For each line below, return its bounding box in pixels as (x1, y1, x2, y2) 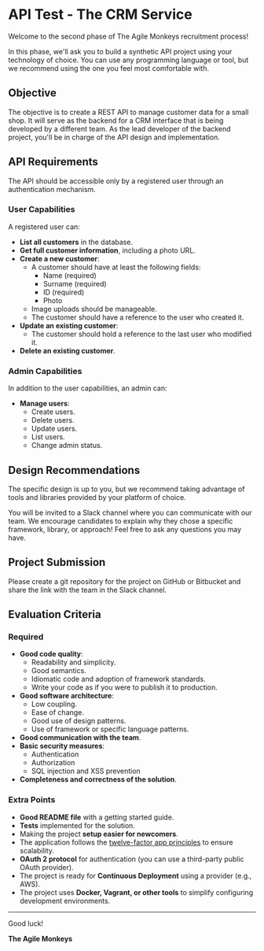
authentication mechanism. (8, 184, 96, 194)
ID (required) (42, 287, 85, 297)
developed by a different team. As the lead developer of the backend (8, 124, 231, 133)
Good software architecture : (19, 691, 114, 701)
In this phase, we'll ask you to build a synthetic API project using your (8, 46, 233, 56)
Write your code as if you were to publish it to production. (31, 683, 218, 692)
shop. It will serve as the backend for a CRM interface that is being (8, 116, 224, 125)
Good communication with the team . (19, 733, 141, 742)
